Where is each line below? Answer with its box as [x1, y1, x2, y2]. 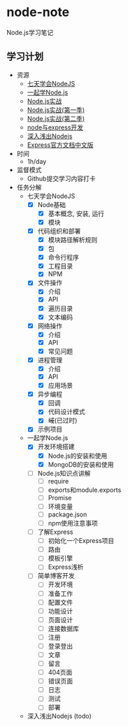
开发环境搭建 [37, 442, 75, 451]
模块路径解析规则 [48, 236, 98, 243]
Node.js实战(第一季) [27, 106, 85, 114]
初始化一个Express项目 [48, 537, 115, 545]
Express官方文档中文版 [27, 141, 94, 149]
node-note [6, 4, 70, 20]
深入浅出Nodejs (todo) [27, 712, 92, 721]
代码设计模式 [48, 407, 85, 416]
